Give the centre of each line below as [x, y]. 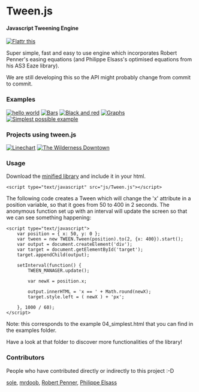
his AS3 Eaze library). [33, 66]
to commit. [19, 84]
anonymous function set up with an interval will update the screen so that [97, 211]
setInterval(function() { [49, 266]
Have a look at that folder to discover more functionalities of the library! [94, 342]
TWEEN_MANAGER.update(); [59, 271]
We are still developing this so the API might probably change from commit [98, 78]
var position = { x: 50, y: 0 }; [59, 234]
